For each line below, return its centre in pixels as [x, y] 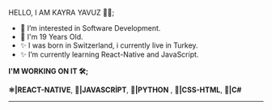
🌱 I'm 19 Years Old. [51, 37]
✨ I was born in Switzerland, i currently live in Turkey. [109, 45]
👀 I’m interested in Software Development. [90, 28]
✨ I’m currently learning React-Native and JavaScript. [109, 54]
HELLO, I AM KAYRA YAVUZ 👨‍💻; [62, 13]
